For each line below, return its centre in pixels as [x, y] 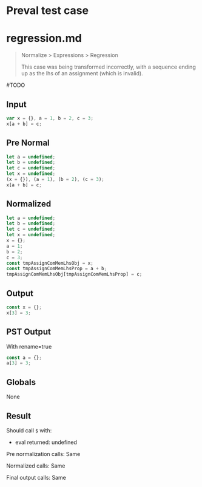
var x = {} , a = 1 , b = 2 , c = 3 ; [50, 118]
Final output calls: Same [36, 477]
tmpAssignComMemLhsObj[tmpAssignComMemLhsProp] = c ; [74, 274]
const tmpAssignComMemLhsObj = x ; [50, 263]
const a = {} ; [24, 358]
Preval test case [48, 11]
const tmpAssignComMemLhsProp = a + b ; [57, 269]
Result [19, 416]
